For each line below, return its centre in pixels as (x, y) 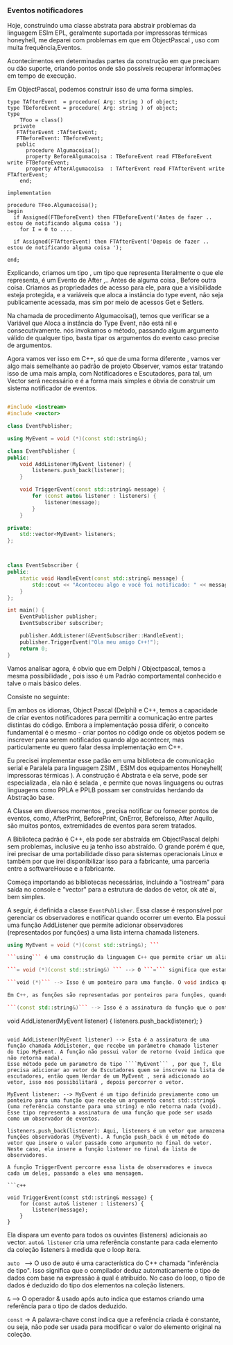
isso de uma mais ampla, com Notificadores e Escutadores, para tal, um (110, 374)
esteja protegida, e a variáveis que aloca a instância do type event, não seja (115, 295)
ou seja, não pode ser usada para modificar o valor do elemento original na (114, 1327)
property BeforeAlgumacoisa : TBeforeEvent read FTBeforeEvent (119, 157)
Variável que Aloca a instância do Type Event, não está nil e (92, 323)
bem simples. (26, 896)
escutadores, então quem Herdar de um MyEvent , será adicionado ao (108, 1076)
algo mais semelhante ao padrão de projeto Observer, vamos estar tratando (115, 366)
